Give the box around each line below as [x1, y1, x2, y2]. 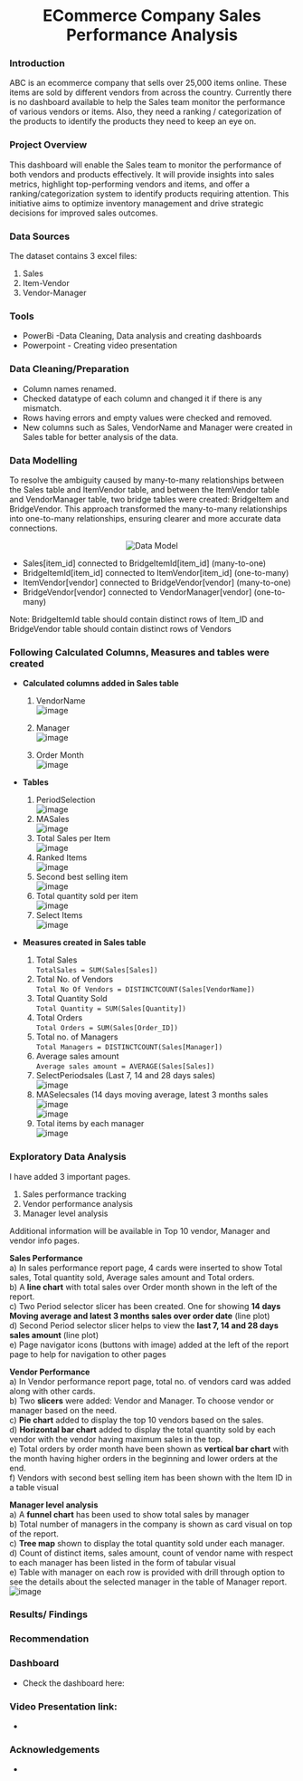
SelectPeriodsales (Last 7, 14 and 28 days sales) [35, 1070, 215, 1081]
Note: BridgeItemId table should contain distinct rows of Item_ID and [9, 613, 264, 625]
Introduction [9, 57, 65, 70]
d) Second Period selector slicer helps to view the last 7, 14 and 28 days [9, 1319, 279, 1331]
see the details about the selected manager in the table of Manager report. [9, 1576, 288, 1587]
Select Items [35, 910, 83, 921]
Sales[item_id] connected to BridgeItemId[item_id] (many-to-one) [22, 558, 267, 569]
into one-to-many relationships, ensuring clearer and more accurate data [9, 512, 281, 523]
